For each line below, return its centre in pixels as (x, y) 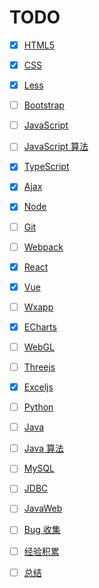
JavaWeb (43, 508)
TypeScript (46, 167)
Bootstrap (44, 105)
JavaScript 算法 (56, 147)
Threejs (39, 367)
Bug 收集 (42, 530)
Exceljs (38, 387)
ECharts (40, 327)
